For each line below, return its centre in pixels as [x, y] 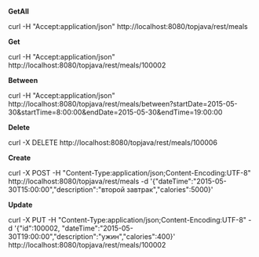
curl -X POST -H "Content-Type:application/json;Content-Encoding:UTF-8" [129, 173]
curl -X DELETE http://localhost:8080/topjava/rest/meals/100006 [113, 143]
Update [20, 205]
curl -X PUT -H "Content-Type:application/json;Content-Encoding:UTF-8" [128, 220]
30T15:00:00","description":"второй [67, 190]
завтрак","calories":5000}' [170, 190]
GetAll [19, 11]
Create [20, 157]
